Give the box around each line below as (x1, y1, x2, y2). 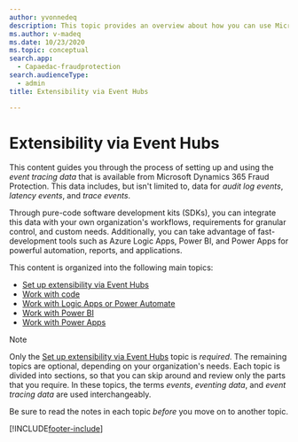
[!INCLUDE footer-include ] (9, 423, 104, 434)
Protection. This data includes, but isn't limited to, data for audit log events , (9, 181, 284, 191)
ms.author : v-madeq (9, 29, 82, 38)
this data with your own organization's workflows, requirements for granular (9, 217, 286, 228)
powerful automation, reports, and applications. (9, 245, 184, 256)
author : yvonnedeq (9, 12, 77, 22)
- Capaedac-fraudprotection (17, 63, 122, 72)
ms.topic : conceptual (9, 46, 90, 55)
